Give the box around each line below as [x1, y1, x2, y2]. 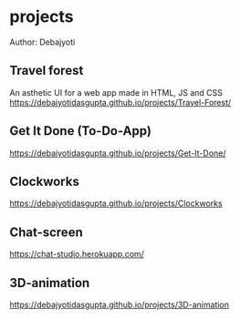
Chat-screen [9, 224, 84, 240]
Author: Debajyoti [9, 36, 76, 47]
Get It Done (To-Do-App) [9, 123, 152, 139]
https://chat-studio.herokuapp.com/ [9, 249, 144, 260]
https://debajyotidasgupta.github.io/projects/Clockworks [9, 198, 223, 209]
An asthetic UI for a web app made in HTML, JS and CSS [9, 87, 224, 98]
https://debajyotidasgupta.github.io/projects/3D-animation [9, 299, 230, 310]
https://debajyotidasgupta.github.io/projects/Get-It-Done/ [9, 148, 226, 159]
